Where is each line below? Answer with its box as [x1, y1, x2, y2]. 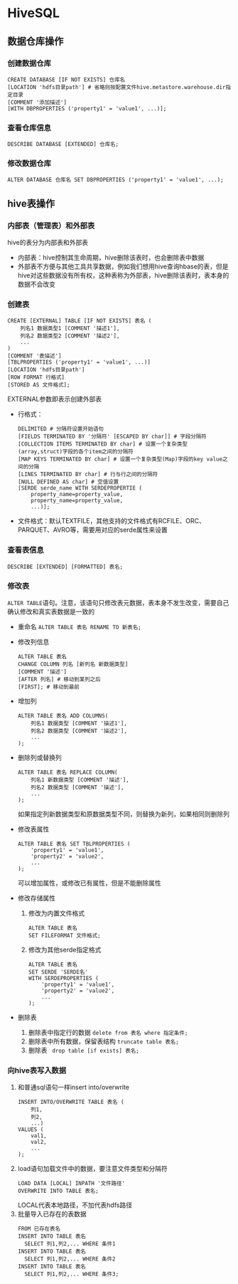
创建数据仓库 [7, 58, 52, 68]
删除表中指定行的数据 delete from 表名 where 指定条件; [28, 1028, 188, 1037]
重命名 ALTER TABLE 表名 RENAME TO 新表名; [17, 623, 141, 631]
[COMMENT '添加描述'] [7, 98, 67, 106]
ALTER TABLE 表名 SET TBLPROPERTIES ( [17, 841, 131, 848]
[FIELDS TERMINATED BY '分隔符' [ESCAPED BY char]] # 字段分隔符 [17, 433, 207, 441]
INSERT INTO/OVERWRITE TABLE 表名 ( [17, 1098, 124, 1106]
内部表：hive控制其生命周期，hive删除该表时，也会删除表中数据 [17, 253, 205, 262]
